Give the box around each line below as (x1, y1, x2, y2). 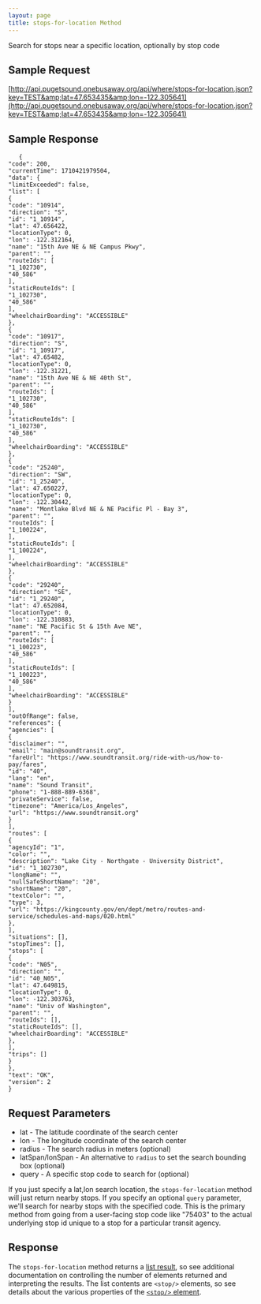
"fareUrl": (8, 754, 44, 762)
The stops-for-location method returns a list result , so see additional (8, 1261, 235, 1271)
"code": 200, (8, 160, 51, 168)
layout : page (8, 11, 51, 20)
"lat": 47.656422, (8, 222, 69, 230)
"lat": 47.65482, (8, 353, 65, 361)
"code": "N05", (8, 961, 58, 969)
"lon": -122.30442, (8, 499, 73, 506)
